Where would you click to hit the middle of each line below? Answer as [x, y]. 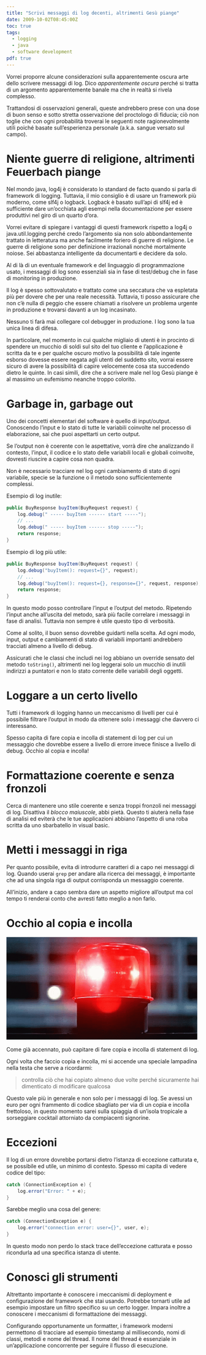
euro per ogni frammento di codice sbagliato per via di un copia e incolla [98, 1104]
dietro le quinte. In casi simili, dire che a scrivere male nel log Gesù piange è [102, 372]
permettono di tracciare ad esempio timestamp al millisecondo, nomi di [96, 1332]
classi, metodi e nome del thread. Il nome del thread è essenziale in [91, 1339]
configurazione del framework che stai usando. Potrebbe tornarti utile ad [98, 1301]
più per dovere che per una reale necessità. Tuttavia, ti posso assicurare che [103, 296]
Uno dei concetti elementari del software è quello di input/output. [89, 421]
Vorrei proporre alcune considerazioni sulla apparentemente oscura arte [97, 76]
